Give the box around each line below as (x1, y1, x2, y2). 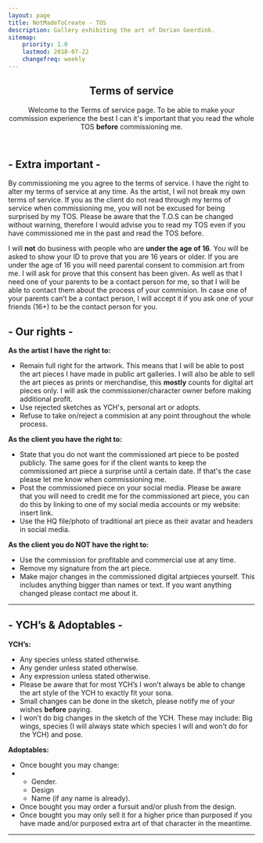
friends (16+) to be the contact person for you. (8, 302, 158, 312)
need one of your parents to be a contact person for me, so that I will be (8, 277, 240, 286)
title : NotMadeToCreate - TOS (8, 19, 107, 27)
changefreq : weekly (22, 56, 86, 64)
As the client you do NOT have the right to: (8, 539, 150, 549)
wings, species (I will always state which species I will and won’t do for (19, 721, 248, 731)
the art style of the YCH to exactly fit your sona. (19, 688, 174, 697)
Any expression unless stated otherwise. (19, 671, 151, 681)
